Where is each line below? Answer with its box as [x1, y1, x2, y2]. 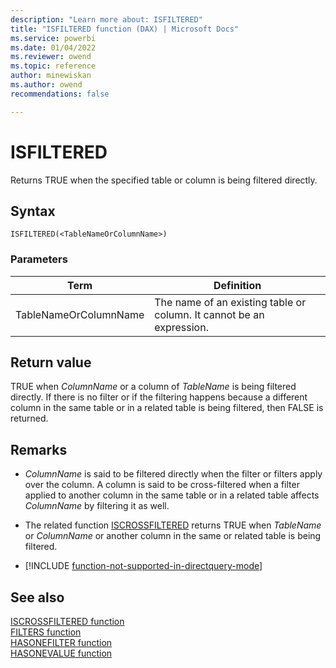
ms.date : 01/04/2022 [10, 42, 97, 53]
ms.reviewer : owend [10, 52, 92, 62]
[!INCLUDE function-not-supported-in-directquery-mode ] [24, 560, 263, 572]
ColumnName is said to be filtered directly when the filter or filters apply [24, 468, 323, 480]
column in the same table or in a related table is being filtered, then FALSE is [10, 402, 324, 414]
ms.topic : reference [10, 61, 97, 71]
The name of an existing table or [154, 295, 307, 309]
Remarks [10, 441, 68, 458]
